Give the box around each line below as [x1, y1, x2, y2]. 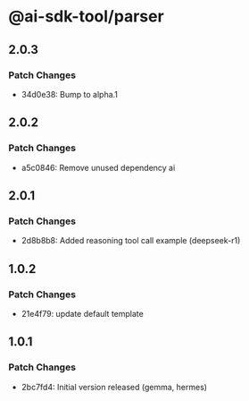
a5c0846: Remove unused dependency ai [21, 162, 176, 173]
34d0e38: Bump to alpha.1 [21, 89, 118, 99]
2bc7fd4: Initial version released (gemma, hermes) [21, 381, 207, 392]
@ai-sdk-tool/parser [8, 6, 164, 27]
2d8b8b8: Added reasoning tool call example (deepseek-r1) [21, 235, 241, 246]
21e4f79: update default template [21, 308, 144, 319]
